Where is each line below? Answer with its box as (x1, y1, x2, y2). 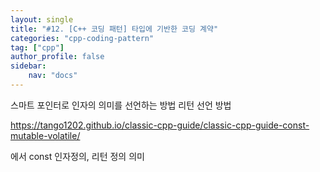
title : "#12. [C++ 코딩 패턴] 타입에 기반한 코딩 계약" (10, 24, 219, 34)
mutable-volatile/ (10, 129, 81, 141)
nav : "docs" (28, 71, 78, 81)
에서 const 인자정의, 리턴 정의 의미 (10, 150, 145, 162)
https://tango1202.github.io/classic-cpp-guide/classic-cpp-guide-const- (10, 119, 310, 131)
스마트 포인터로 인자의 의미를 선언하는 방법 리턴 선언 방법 (10, 99, 232, 111)
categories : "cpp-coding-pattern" (10, 33, 155, 43)
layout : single (10, 14, 74, 25)
